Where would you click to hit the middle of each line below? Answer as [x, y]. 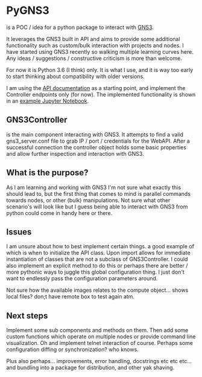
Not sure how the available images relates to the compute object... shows [97, 290]
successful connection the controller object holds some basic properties [96, 147]
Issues [19, 232]
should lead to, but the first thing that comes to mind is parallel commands [99, 193]
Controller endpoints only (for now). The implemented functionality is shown [101, 94]
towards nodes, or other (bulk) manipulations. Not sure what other [88, 200]
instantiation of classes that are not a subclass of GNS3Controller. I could [97, 259]
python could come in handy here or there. [59, 213]
